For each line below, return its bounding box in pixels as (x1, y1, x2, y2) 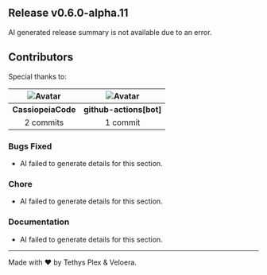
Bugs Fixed (8, 141, 52, 152)
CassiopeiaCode (12, 103, 76, 114)
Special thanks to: (8, 72, 68, 81)
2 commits (24, 117, 64, 128)
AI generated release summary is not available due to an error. (8, 27, 212, 37)
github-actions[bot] (83, 103, 162, 114)
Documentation (8, 216, 70, 227)
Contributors (8, 51, 74, 64)
